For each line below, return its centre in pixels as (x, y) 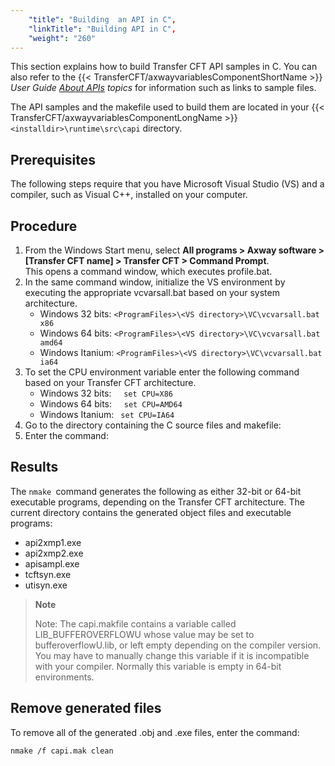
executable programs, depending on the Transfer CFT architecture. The (157, 502)
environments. (64, 677)
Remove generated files (86, 708)
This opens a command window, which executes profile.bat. (148, 271)
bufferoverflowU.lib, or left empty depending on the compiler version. (178, 645)
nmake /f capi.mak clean (62, 751)
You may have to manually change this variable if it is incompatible (172, 655)
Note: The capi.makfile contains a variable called (135, 623)
